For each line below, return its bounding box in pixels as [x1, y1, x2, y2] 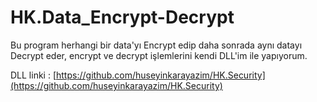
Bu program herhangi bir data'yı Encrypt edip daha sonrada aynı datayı [10, 39, 303, 51]
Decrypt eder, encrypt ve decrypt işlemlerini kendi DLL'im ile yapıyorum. [10, 49, 308, 61]
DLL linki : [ [10, 69, 57, 81]
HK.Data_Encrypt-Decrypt [10, 6, 235, 29]
